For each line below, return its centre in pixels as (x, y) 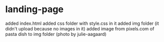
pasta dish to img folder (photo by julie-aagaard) (56, 34)
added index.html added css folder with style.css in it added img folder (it (82, 23)
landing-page (35, 9)
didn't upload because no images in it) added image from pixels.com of (80, 28)
